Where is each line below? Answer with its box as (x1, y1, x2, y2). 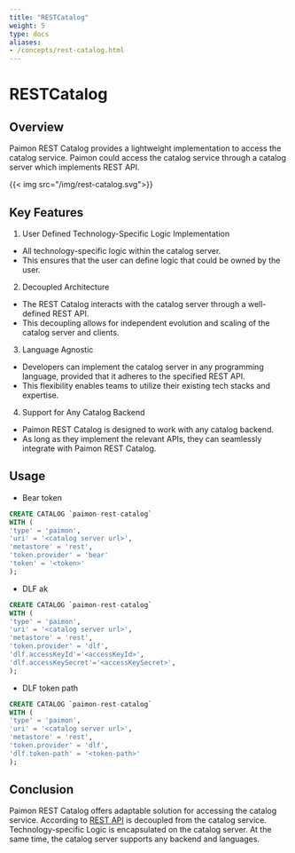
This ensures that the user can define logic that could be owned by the (21, 255, 281, 265)
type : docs (9, 29, 50, 38)
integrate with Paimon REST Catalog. (21, 443, 157, 454)
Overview (9, 119, 65, 134)
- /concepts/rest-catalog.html (9, 46, 125, 55)
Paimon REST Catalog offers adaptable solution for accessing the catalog (9, 805, 277, 817)
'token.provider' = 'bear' (9, 551, 109, 560)
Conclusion (9, 782, 74, 797)
